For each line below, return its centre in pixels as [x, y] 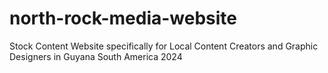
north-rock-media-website [123, 18]
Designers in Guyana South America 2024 [96, 56]
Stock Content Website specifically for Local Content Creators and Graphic [164, 46]
